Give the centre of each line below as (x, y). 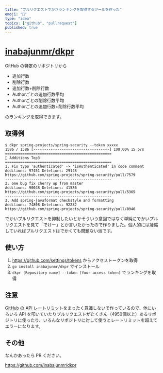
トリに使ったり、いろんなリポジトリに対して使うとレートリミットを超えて (83, 320)
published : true (21, 28)
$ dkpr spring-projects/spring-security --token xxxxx (62, 145)
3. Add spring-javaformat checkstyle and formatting (59, 200)
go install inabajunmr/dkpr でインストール (56, 266)
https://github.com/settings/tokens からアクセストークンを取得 (75, 260)
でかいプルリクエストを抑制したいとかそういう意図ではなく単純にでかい (77, 218)
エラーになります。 (24, 326)
